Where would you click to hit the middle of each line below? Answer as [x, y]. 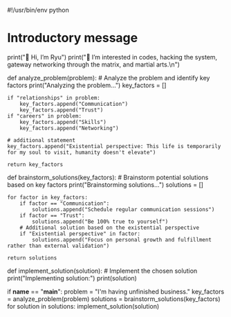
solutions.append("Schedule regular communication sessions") [123, 209]
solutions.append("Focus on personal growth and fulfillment [122, 239]
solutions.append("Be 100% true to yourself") [100, 221]
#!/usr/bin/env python [38, 10]
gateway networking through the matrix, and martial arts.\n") [93, 64]
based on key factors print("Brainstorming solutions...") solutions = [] [105, 184]
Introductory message [73, 38]
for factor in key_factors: [48, 197]
